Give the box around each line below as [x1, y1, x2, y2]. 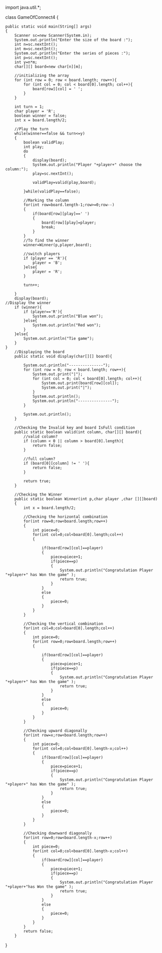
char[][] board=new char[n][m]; [14, 64, 83, 69]
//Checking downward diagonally [23, 831, 92, 836]
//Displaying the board [14, 349, 65, 355]
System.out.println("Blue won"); [32, 314, 103, 319]
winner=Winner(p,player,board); [23, 242, 92, 248]
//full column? [23, 456, 56, 461]
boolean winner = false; [14, 113, 67, 118]
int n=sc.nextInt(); [14, 42, 58, 47]
